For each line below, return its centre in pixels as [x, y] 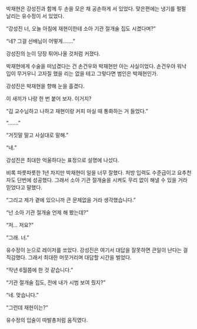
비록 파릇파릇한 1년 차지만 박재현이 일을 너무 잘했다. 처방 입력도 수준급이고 [91, 172]
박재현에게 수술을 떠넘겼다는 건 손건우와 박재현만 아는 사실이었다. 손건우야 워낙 [96, 66]
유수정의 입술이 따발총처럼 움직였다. [47, 320]
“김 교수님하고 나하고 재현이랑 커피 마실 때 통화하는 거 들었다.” [77, 111]
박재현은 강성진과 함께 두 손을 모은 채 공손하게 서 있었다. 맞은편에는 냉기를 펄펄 [96, 9]
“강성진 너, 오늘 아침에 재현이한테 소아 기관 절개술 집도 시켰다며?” [81, 29]
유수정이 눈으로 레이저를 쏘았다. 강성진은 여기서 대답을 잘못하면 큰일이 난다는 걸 [97, 250]
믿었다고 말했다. [24, 187]
